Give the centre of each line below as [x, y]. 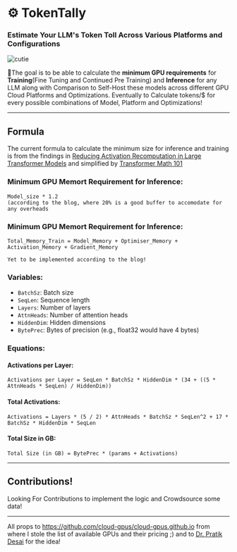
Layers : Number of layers [54, 307]
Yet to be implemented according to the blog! [77, 259]
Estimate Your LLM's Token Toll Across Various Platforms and [115, 35]
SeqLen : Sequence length [54, 300]
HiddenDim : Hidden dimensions [62, 323]
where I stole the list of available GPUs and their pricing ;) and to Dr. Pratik [115, 534]
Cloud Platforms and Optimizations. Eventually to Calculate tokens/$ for [111, 95]
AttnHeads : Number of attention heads [73, 315]
